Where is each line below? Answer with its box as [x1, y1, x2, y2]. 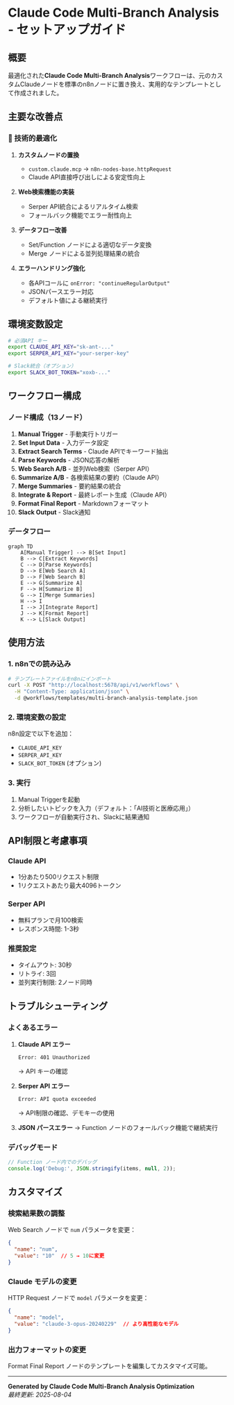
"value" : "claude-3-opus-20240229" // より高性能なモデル [14, 1320, 179, 1327]
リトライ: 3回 [17, 969, 56, 977]
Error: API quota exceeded [17, 1095, 97, 1102]
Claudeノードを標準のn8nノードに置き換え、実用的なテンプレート [19, 80, 210, 88]
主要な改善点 [8, 111, 63, 123]
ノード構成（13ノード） [8, 413, 87, 422]
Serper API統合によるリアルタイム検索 [28, 202, 138, 210]
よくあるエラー [8, 1023, 58, 1033]
